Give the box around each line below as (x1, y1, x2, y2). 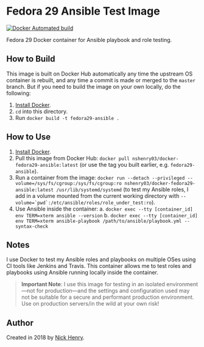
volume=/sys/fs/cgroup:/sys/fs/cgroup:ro (15, 180, 122, 186)
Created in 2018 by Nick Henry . (6, 334, 85, 342)
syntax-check (15, 223, 49, 230)
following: (6, 89, 31, 97)
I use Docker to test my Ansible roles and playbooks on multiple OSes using (6, 256, 196, 263)
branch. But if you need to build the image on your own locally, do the (6, 83, 181, 90)
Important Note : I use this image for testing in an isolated (21, 281, 166, 288)
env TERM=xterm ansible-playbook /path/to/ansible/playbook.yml (15, 218, 182, 224)
